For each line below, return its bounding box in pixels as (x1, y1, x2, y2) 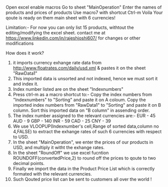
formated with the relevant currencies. (12, 171, 92, 177)
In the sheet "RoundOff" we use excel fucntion (12, 150, 109, 156)
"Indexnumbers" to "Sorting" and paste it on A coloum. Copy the (12, 97, 146, 103)
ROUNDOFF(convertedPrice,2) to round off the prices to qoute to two (12, 155, 156, 161)
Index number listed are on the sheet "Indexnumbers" (12, 86, 124, 92)
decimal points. (12, 161, 44, 166)
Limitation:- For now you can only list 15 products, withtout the (5, 24, 134, 30)
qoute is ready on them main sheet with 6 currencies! (5, 15, 115, 20)
